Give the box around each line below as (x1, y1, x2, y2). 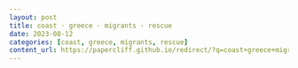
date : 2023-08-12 (9, 29, 74, 38)
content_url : (9, 46, 58, 55)
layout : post (9, 12, 58, 22)
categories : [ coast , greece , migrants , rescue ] (9, 37, 189, 47)
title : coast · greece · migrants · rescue (9, 21, 173, 30)
